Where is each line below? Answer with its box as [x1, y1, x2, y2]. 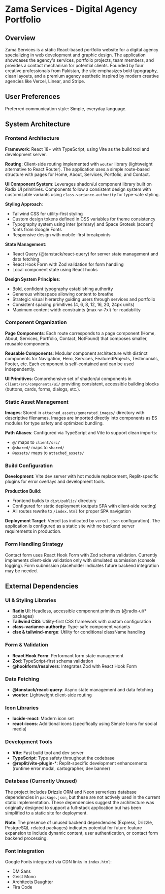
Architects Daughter [12, 879, 53, 885]
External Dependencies [5, 582, 79, 591]
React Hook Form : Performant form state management [12, 652, 124, 658]
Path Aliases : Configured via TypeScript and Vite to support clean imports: [5, 430, 158, 436]
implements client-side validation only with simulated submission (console [5, 557, 156, 563]
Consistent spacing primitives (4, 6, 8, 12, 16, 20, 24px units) [12, 301, 134, 307]
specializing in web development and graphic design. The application [5, 52, 146, 58]
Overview [5, 34, 36, 42]
